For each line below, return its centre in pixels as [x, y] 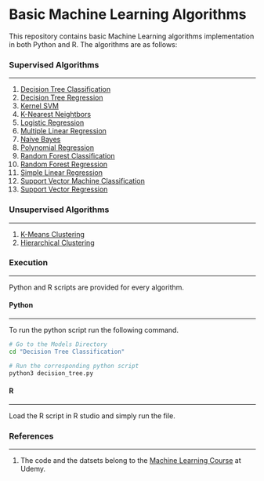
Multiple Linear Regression [63, 131]
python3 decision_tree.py [51, 373]
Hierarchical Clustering [57, 242]
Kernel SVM [40, 106]
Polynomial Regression [57, 148]
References [31, 435]
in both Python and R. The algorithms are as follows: [93, 44]
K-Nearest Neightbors [56, 115]
